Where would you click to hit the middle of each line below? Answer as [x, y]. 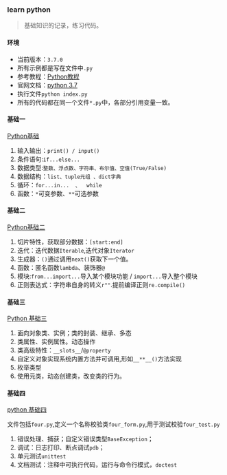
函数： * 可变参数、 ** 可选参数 [58, 193]
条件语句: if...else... [48, 159]
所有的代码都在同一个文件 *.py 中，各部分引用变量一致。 [95, 102]
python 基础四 [27, 410]
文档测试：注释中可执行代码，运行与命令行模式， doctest [97, 465]
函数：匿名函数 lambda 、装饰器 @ [61, 267]
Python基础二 [26, 227]
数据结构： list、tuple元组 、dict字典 [69, 176]
